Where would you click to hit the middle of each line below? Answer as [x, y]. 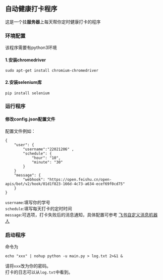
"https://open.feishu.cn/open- [80, 179]
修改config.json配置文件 [30, 119]
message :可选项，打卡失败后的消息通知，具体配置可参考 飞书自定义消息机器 [81, 215]
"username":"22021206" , [49, 149]
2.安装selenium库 [24, 82]
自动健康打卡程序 [31, 9]
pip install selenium [27, 93]
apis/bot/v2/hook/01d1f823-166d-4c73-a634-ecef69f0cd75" [65, 184]
